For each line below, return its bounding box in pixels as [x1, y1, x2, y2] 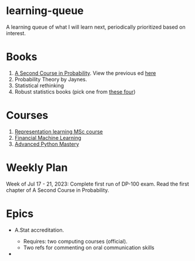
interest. [6, 29, 26, 36]
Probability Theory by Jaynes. [14, 75, 87, 83]
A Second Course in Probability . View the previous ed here [14, 69, 156, 77]
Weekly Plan [6, 161, 69, 174]
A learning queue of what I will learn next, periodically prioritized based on [6, 23, 186, 30]
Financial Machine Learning [14, 134, 82, 141]
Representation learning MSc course [14, 128, 103, 135]
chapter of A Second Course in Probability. [6, 186, 110, 194]
